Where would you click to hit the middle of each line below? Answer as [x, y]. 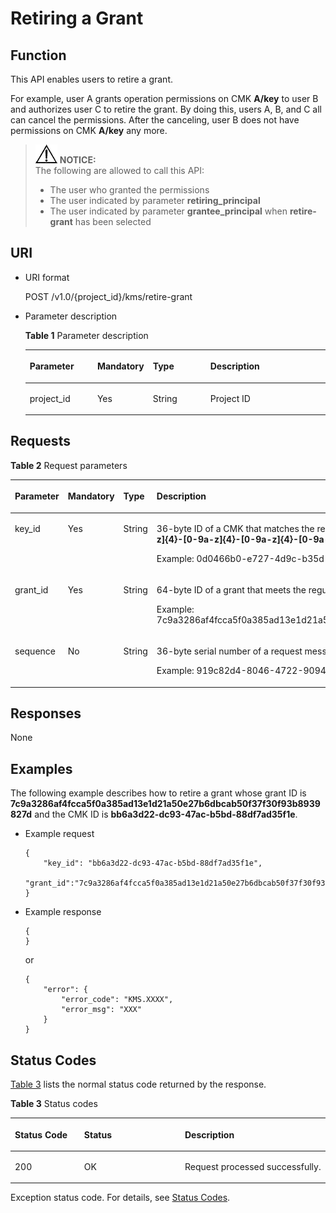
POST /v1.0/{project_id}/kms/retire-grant [108, 296]
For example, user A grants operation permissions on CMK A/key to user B [164, 98]
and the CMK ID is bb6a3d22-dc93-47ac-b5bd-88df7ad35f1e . [166, 814]
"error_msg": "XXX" [101, 1010]
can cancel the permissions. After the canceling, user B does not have [155, 120]
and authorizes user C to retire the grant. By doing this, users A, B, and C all [166, 109]
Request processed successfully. [253, 1166]
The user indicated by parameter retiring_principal [155, 200]
